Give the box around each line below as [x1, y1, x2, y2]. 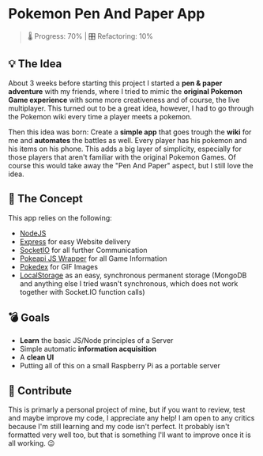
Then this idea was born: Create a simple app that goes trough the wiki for [8, 127, 252, 137]
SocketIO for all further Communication [19, 245, 148, 254]
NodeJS [19, 228, 47, 238]
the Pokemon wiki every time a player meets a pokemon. [8, 111, 192, 121]
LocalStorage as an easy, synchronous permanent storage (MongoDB [19, 270, 247, 280]
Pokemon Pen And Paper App [8, 5, 205, 23]
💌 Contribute [8, 384, 73, 398]
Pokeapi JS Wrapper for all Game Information [19, 254, 167, 263]
